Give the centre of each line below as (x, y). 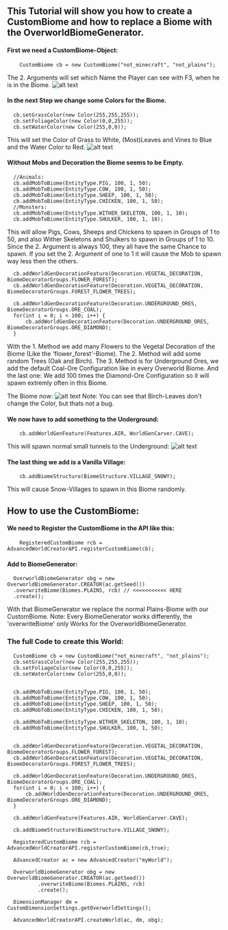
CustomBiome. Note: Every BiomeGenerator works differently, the (100, 617)
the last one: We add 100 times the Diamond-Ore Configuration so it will (108, 375)
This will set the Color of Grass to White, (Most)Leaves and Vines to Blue (110, 139)
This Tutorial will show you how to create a (100, 11)
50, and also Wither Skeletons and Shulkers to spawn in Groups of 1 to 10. (111, 239)
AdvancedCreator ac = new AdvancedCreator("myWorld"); (93, 860)
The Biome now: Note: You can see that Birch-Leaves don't (104, 396)
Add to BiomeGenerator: (42, 564)
